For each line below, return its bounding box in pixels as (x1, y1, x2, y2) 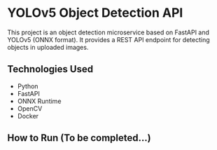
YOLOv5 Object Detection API (7, 5, 183, 21)
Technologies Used (7, 63, 93, 75)
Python (17, 82, 38, 90)
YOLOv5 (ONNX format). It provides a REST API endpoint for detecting (7, 35, 210, 43)
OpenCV (17, 104, 43, 113)
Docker (17, 111, 39, 120)
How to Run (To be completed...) (7, 132, 152, 144)
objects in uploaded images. (7, 43, 89, 51)
